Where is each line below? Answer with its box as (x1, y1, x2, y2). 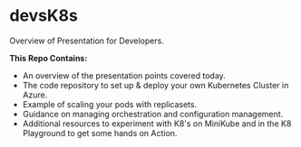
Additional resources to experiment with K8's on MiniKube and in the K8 (22, 118, 292, 129)
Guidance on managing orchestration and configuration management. (22, 108, 284, 119)
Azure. (22, 89, 48, 100)
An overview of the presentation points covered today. (22, 69, 227, 81)
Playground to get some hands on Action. (22, 127, 178, 138)
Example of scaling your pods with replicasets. (22, 98, 198, 109)
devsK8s (9, 5, 79, 26)
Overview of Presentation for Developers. (9, 35, 165, 46)
